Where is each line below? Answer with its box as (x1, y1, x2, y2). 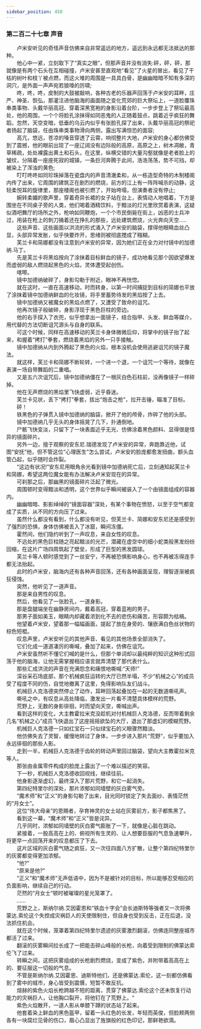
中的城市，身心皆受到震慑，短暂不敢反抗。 (22, 979, 127, 986)
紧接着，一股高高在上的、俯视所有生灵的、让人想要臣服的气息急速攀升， (16, 829, 195, 836)
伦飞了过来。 (6, 949, 38, 956)
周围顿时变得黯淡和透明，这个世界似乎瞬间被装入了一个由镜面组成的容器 (16, 485, 195, 492)
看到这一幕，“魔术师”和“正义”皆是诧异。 (16, 814, 115, 821)
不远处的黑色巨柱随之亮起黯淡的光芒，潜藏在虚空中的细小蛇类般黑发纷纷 (16, 538, 195, 545)
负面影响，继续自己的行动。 (6, 882, 75, 889)
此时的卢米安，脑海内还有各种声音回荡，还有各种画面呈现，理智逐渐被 (16, 568, 190, 575)
